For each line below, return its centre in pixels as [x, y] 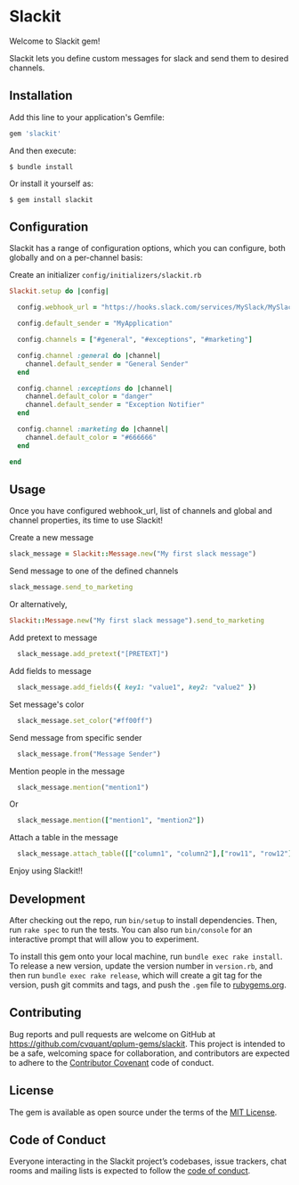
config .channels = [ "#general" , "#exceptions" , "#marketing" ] [135, 340]
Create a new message [52, 538]
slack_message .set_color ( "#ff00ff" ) [85, 720]
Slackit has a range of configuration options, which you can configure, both [148, 248]
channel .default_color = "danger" [89, 397]
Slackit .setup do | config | [59, 291]
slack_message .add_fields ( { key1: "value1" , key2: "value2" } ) [137, 687]
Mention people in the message [67, 771]
